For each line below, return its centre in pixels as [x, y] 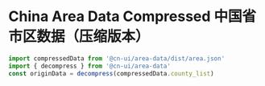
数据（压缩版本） [93, 37]
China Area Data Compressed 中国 [126, 16]
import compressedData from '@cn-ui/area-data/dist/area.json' [117, 58]
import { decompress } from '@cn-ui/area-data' [90, 66]
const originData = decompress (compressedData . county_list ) [112, 73]
